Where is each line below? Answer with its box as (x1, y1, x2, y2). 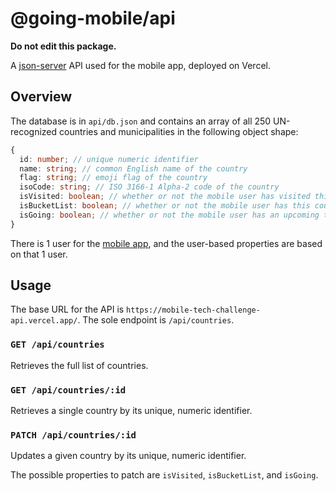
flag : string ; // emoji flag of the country (19, 173, 208, 183)
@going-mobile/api (10, 7, 176, 30)
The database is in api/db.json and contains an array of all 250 (10, 115, 272, 127)
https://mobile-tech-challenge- (126, 305, 261, 316)
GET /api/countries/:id (10, 384, 127, 396)
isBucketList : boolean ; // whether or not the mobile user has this (19, 201, 311, 211)
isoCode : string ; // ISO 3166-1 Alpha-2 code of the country (19, 182, 280, 192)
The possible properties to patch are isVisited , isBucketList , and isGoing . (10, 469, 319, 481)
